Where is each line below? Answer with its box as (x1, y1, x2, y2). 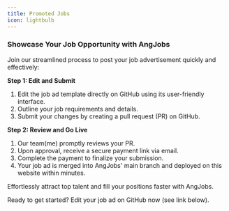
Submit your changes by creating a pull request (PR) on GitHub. (17, 112, 200, 120)
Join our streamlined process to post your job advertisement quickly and (7, 55, 216, 63)
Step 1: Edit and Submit (7, 76, 75, 84)
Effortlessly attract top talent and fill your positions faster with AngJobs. (7, 182, 214, 190)
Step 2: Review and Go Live (7, 125, 88, 134)
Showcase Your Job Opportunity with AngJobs (7, 40, 170, 49)
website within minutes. (17, 169, 86, 177)
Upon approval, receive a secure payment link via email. (17, 146, 179, 155)
